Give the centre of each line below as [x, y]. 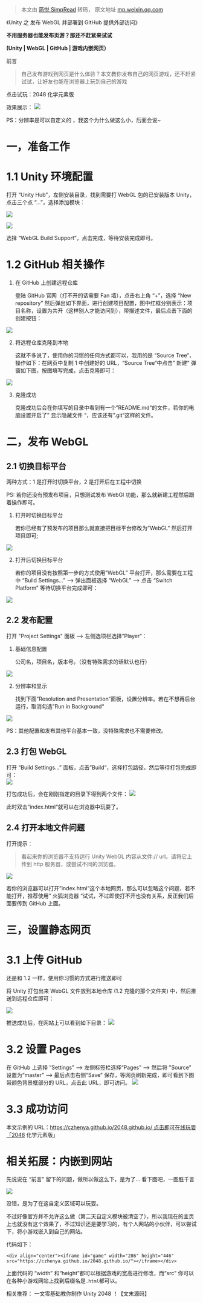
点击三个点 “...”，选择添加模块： [46, 202]
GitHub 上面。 [46, 903]
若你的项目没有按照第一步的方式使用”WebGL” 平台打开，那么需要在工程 [104, 573]
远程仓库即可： [35, 998]
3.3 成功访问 [37, 1109]
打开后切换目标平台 [39, 560]
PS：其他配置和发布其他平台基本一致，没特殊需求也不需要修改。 [86, 730]
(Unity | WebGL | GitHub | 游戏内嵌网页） [58, 48]
